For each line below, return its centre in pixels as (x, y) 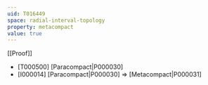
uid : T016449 (26, 14)
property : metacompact (40, 27)
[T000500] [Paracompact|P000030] (70, 67)
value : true (25, 33)
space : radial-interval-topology (56, 20)
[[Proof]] (20, 53)
